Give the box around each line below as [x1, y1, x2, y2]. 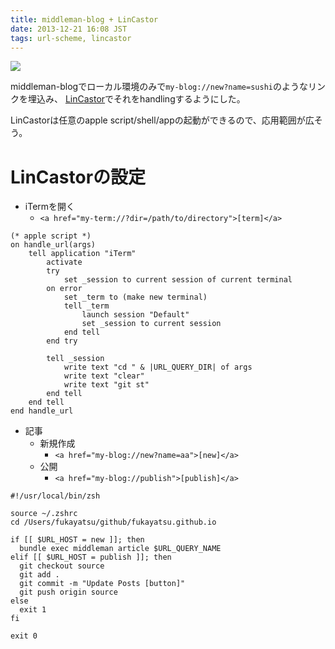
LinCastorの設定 [10, 166, 147, 188]
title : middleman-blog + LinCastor [10, 14, 159, 25]
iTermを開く [24, 201, 76, 213]
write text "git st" [63, 380, 150, 390]
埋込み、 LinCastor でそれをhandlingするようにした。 [27, 93, 246, 105]
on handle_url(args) [10, 240, 97, 250]
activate [46, 257, 83, 268]
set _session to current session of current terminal [63, 275, 293, 285]
